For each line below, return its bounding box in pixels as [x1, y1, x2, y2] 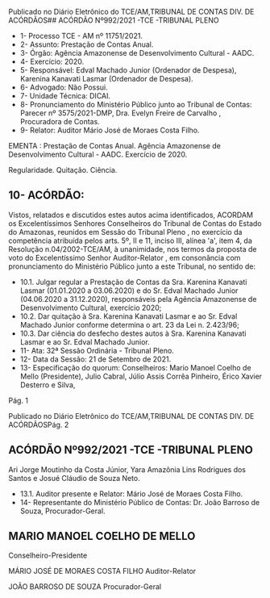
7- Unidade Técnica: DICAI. [19, 91, 111, 100]
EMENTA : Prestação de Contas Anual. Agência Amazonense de [8, 141, 222, 150]
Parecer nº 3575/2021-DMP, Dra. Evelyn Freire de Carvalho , [19, 108, 222, 118]
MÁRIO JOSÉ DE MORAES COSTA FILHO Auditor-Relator [8, 567, 197, 576]
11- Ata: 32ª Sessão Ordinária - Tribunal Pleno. [19, 345, 175, 355]
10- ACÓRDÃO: [8, 189, 85, 203]
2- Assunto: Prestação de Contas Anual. [19, 40, 154, 49]
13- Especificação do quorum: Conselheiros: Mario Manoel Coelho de [19, 362, 251, 372]
